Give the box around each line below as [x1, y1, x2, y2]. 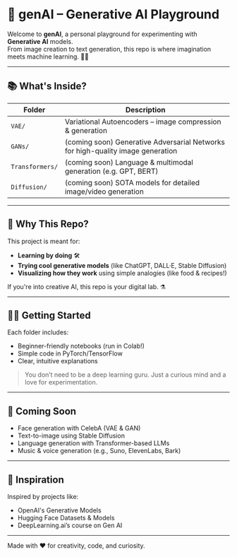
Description [125, 105, 166, 115]
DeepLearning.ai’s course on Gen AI [17, 521, 123, 529]
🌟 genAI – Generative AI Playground [7, 6, 220, 23]
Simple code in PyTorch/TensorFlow [17, 349, 123, 358]
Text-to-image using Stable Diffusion [17, 431, 126, 440]
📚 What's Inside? [7, 81, 87, 93]
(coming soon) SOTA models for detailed [64, 177, 200, 187]
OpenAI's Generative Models [17, 506, 102, 515]
